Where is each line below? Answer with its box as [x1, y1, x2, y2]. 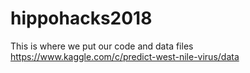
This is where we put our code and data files [10, 40, 194, 52]
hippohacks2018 [10, 7, 153, 30]
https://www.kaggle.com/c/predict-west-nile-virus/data [10, 50, 240, 62]
